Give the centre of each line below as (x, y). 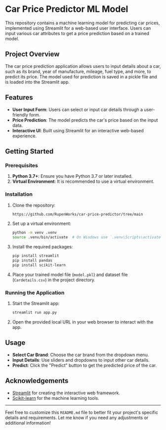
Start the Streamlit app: (36, 304)
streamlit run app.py (34, 313)
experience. (24, 136)
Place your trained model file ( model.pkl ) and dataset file (70, 274)
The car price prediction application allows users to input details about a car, (83, 66)
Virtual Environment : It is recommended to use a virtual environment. (83, 181)
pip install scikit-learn (39, 265)
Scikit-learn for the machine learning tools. (56, 398)
